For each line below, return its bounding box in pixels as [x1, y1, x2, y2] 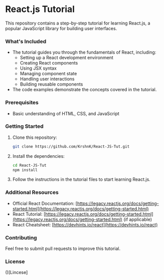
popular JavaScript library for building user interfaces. [5, 25, 117, 31]
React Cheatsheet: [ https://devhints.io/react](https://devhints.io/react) [12, 221, 158, 227]
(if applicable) [123, 216, 152, 222]
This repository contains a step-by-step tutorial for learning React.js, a [5, 20, 150, 26]
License [5, 258, 25, 265]
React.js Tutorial [5, 4, 75, 15]
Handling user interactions [20, 76, 75, 82]
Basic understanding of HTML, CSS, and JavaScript [12, 110, 119, 116]
